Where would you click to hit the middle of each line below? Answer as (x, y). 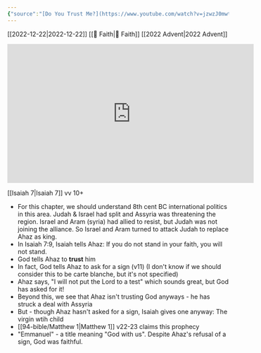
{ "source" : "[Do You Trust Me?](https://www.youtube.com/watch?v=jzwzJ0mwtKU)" (126, 14)
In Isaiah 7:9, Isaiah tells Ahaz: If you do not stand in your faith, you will (120, 244)
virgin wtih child (40, 319)
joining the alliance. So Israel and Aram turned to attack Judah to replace (123, 229)
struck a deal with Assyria (55, 304)
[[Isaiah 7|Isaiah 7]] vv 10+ (46, 193)
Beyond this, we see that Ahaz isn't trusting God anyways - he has (114, 297)
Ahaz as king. (37, 237)
